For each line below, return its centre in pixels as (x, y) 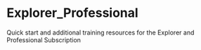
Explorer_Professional (72, 13)
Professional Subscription (44, 39)
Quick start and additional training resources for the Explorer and (100, 32)
